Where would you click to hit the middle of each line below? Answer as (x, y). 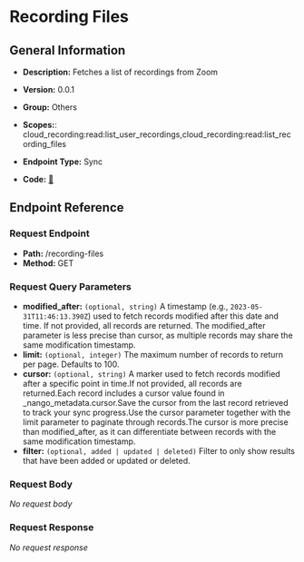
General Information (68, 50)
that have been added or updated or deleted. (106, 460)
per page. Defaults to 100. (71, 364)
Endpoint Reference (67, 207)
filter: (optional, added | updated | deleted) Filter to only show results (159, 450)
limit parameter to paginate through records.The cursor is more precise (155, 422)
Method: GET (48, 263)
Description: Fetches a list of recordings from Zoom (120, 72)
